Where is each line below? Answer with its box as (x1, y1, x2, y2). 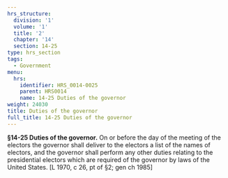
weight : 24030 (7, 101, 49, 108)
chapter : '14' (13, 36, 54, 43)
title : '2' (13, 29, 45, 37)
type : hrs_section (7, 50, 61, 57)
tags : (7, 56, 23, 63)
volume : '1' (13, 23, 49, 30)
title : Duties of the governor (7, 107, 98, 114)
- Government (13, 62, 52, 69)
